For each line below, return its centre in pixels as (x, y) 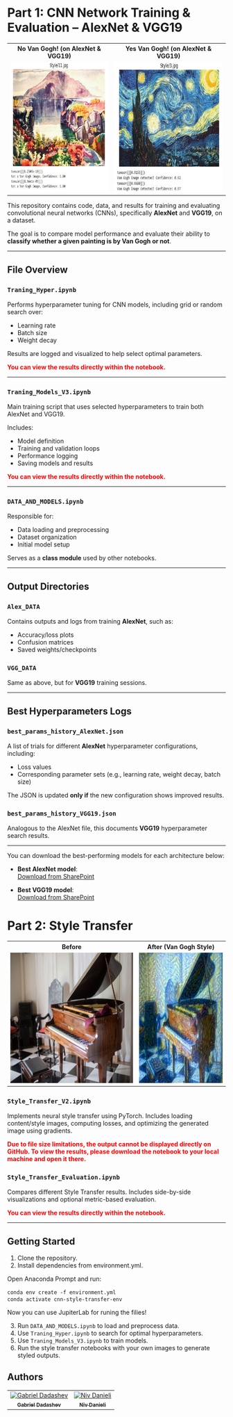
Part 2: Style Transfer (70, 925)
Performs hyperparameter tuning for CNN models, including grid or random (115, 305)
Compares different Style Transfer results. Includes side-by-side (99, 1192)
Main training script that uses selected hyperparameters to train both (105, 407)
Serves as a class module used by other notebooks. (82, 558)
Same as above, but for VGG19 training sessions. (77, 683)
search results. (28, 836)
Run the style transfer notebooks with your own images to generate (113, 1348)
